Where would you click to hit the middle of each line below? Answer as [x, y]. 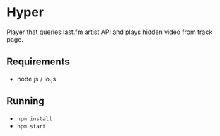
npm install [34, 119]
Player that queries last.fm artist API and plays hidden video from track [110, 32]
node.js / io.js [36, 79]
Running [26, 101]
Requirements [38, 62]
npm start [31, 126]
